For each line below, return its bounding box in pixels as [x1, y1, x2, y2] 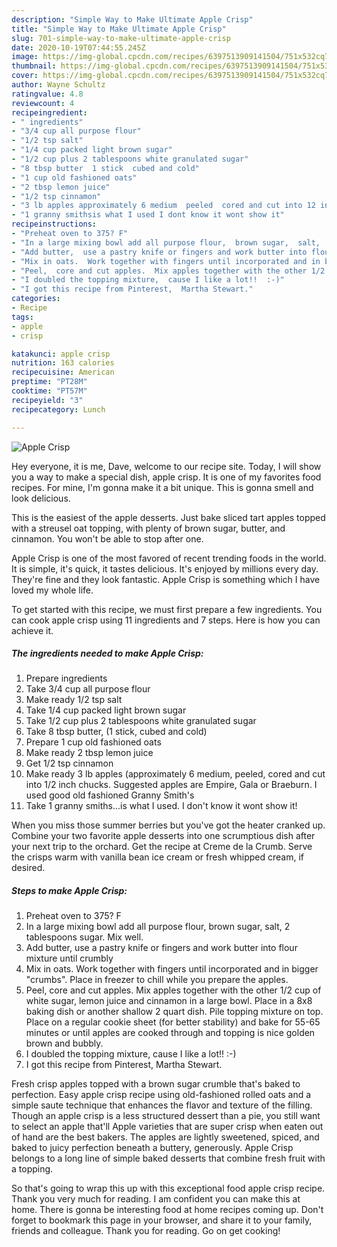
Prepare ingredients [25, 672, 108, 685]
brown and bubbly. [25, 1037, 104, 1050]
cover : [11, 71, 39, 81]
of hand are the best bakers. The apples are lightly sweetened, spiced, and [11, 1131, 320, 1143]
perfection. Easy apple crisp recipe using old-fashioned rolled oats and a [11, 1089, 312, 1101]
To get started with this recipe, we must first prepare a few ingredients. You [11, 603, 323, 615]
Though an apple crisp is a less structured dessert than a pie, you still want [11, 1110, 321, 1122]
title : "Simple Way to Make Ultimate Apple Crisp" [11, 24, 227, 34]
